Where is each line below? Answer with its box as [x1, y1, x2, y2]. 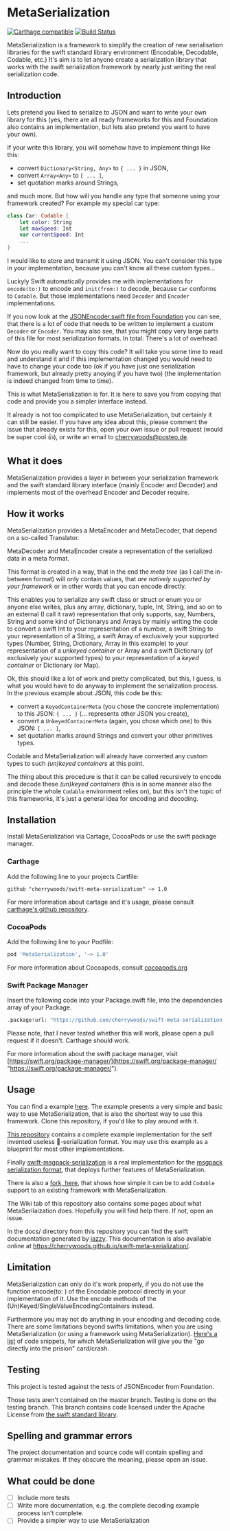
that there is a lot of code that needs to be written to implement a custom [7, 320, 214, 327]
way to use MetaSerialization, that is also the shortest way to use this [7, 1110, 203, 1118]
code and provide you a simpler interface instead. [7, 397, 148, 406]
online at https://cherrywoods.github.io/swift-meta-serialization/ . [7, 1241, 191, 1250]
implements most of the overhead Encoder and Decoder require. [7, 488, 190, 496]
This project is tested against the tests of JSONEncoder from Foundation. [7, 1382, 214, 1390]
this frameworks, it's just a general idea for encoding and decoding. [7, 794, 199, 802]
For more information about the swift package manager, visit [7, 1050, 178, 1058]
